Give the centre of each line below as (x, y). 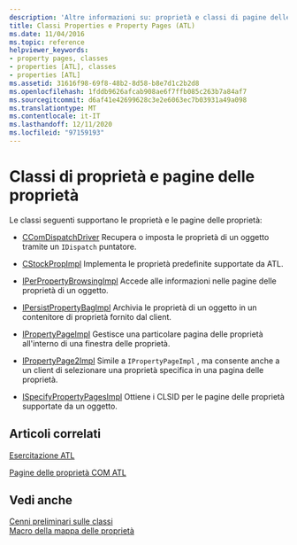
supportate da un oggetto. (69, 406)
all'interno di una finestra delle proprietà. (96, 343)
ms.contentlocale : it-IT (55, 116)
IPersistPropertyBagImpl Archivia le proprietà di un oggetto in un (140, 308)
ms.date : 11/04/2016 (47, 34)
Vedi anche (41, 500)
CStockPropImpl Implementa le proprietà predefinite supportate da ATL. (153, 263)
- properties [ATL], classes (63, 67)
